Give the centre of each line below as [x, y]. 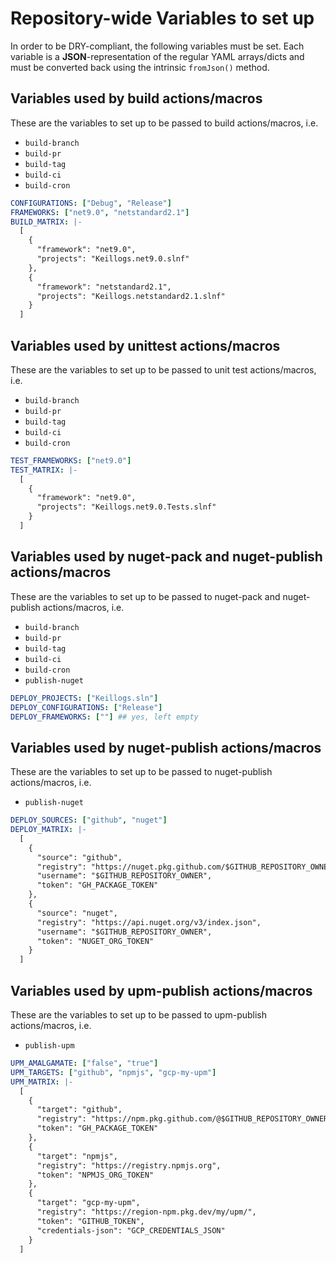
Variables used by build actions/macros [136, 98]
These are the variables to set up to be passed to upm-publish [138, 1015]
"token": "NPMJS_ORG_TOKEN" [95, 1175]
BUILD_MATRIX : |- [46, 222]
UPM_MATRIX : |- [42, 1082]
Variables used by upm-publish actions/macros [161, 990]
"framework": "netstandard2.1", [104, 287]
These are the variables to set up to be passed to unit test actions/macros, [163, 369]
